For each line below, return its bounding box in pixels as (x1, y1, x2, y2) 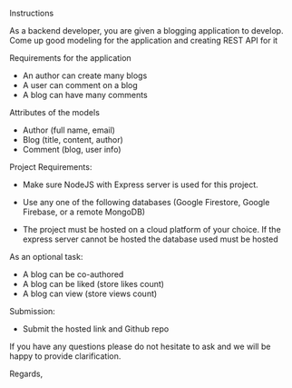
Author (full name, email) (22, 124, 116, 135)
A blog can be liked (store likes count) (22, 279, 165, 289)
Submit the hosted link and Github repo (22, 323, 170, 334)
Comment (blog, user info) (22, 144, 122, 154)
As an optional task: (9, 252, 83, 262)
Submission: (9, 306, 56, 316)
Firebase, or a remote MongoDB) (22, 206, 146, 217)
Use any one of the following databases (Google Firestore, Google (22, 197, 270, 207)
